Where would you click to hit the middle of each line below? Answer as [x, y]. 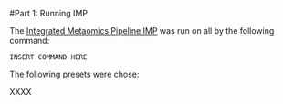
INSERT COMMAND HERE [49, 57]
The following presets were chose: [74, 74]
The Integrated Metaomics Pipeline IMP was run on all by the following [142, 31]
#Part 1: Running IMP [49, 13]
